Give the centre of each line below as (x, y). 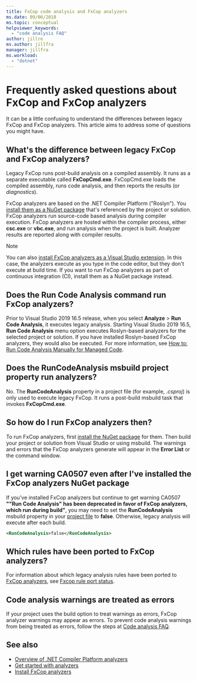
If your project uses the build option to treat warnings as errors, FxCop (91, 614)
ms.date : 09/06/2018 (31, 17)
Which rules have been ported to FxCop (80, 551)
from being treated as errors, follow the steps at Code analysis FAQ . (88, 626)
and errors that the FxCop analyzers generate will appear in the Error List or (98, 449)
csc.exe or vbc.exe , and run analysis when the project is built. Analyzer (93, 229)
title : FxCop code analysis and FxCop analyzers (67, 11)
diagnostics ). (22, 192)
